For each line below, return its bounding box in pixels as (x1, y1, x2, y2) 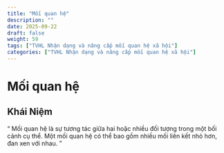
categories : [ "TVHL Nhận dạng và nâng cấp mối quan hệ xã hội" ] (7, 49, 196, 56)
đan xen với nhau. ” (7, 139, 62, 147)
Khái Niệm (7, 106, 53, 118)
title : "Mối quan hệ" (7, 10, 70, 17)
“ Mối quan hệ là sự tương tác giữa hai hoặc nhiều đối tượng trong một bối (7, 124, 217, 132)
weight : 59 (7, 36, 39, 43)
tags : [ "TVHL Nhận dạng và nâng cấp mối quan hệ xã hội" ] (7, 42, 178, 49)
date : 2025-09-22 (7, 23, 57, 30)
